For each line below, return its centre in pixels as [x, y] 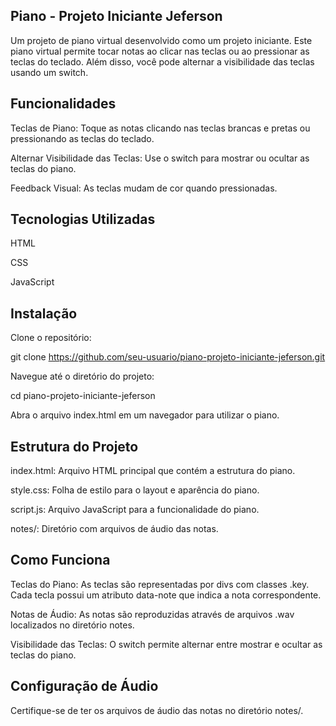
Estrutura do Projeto [74, 446]
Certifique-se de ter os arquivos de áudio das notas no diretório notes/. [157, 710]
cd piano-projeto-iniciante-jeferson [83, 396]
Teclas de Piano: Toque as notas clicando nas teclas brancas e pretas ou [160, 128]
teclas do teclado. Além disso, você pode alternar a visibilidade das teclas [162, 61]
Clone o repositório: [51, 338]
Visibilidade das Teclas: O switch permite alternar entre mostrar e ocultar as [166, 644]
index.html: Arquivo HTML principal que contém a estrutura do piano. [153, 471]
